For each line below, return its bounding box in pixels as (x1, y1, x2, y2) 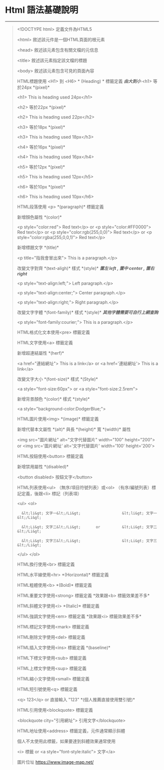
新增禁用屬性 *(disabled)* (17, 463, 69, 469)
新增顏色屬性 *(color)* (17, 214, 62, 220)
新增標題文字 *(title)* (17, 244, 60, 250)
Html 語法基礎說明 (5, 4, 79, 16)
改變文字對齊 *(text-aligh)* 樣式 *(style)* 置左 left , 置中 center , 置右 (17, 265, 155, 271)
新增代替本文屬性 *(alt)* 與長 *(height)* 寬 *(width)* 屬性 (17, 426, 131, 432)
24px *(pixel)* (21, 84, 50, 90)
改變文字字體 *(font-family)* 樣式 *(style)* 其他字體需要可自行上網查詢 (17, 309, 159, 315)
